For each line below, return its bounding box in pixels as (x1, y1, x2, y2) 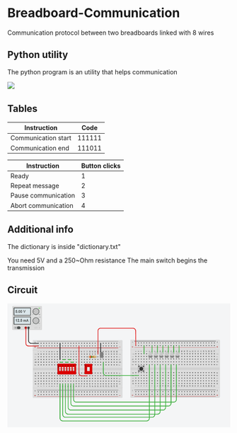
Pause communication (10, 191, 76, 200)
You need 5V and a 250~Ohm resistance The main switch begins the (7, 256, 208, 265)
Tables (7, 103, 37, 115)
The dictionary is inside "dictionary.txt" (7, 242, 122, 250)
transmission (7, 263, 45, 272)
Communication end (10, 144, 69, 152)
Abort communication (10, 201, 74, 209)
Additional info (7, 224, 74, 236)
